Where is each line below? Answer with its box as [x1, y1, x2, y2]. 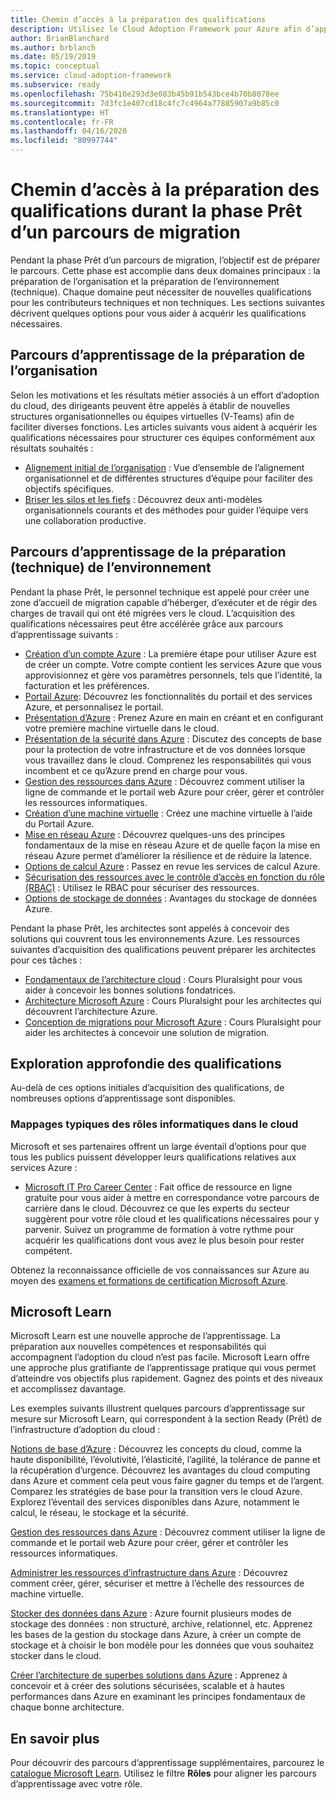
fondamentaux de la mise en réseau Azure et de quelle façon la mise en [24, 839, 321, 851]
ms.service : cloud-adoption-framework [10, 71, 172, 81]
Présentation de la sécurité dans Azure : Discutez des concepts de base [24, 732, 322, 745]
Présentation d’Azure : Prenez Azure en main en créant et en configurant [24, 711, 324, 723]
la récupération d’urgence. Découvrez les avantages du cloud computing [10, 1464, 311, 1476]
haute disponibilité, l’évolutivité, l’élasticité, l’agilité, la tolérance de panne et [10, 1454, 321, 1466]
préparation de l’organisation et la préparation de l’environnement [10, 275, 280, 287]
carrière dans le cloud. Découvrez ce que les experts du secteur [24, 1202, 290, 1214]
